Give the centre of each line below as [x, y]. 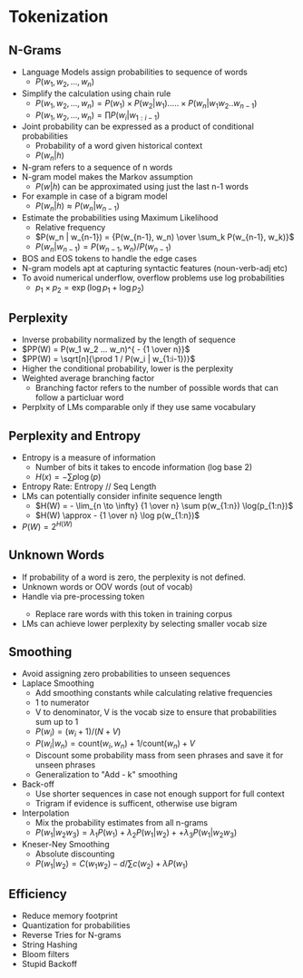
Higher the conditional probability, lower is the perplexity [127, 368]
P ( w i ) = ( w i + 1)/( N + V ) [78, 733]
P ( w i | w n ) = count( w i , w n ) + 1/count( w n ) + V [115, 744]
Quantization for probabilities [76, 925]
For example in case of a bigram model [94, 196]
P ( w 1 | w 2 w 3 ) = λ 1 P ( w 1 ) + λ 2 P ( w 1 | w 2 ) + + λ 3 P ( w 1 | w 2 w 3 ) [136, 834]
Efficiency [38, 894]
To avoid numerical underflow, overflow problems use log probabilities [153, 278]
